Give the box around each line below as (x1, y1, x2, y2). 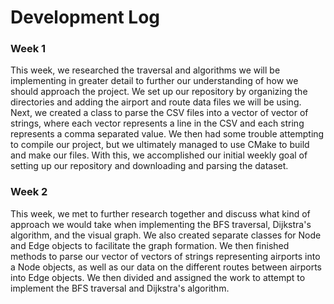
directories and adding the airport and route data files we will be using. (10, 96, 302, 108)
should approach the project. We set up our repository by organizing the (10, 86, 308, 98)
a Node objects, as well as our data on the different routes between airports (10, 261, 322, 273)
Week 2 (10, 185, 48, 199)
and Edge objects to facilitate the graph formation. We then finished (10, 239, 290, 251)
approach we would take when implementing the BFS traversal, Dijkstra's (10, 218, 312, 230)
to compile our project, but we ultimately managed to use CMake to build (10, 139, 310, 151)
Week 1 (10, 42, 47, 56)
